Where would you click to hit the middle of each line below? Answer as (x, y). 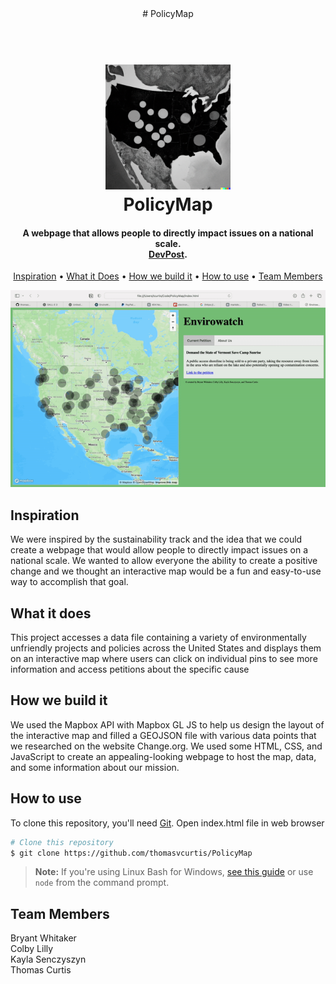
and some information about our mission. (95, 767)
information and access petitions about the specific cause (130, 669)
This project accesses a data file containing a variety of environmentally (158, 638)
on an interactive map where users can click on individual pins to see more (164, 659)
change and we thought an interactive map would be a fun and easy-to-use (166, 571)
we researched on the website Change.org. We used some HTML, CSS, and (166, 746)
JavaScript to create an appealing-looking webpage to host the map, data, (163, 756)
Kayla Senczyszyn (48, 959)
